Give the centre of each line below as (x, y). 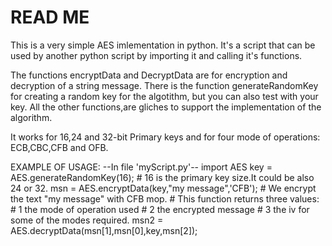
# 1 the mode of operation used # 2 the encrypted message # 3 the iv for (160, 209)
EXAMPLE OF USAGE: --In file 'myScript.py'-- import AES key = (141, 167)
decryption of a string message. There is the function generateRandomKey (164, 85)
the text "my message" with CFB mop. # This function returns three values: (165, 198)
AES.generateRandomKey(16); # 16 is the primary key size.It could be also (162, 177)
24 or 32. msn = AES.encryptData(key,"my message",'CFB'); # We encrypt (163, 188)
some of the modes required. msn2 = (87, 220)
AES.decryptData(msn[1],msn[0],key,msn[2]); (104, 230)
